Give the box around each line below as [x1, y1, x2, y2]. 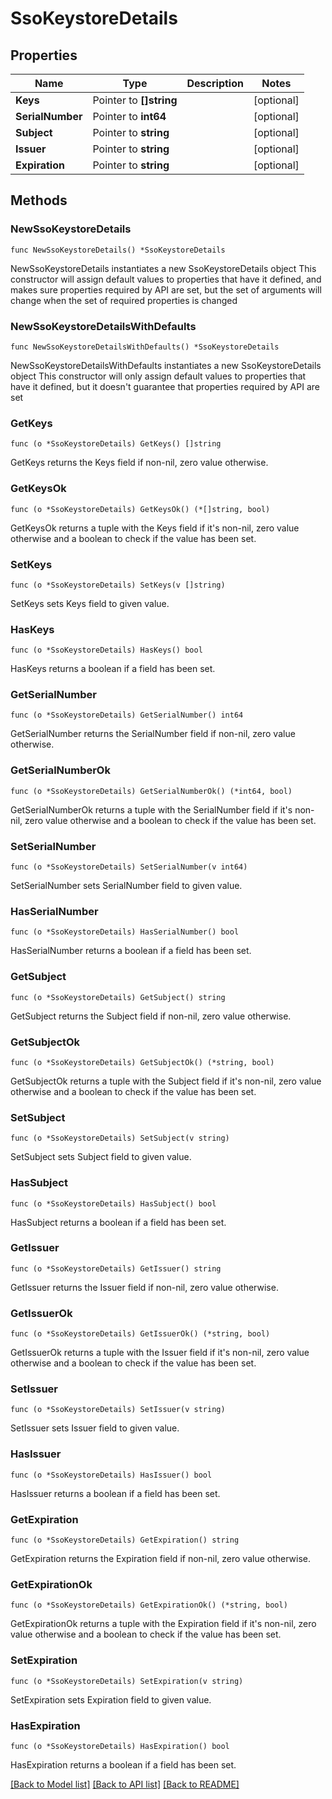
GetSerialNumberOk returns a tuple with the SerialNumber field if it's [10, 803, 293, 816]
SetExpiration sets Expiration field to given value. [10, 1693, 212, 1706]
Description [186, 77, 244, 90]
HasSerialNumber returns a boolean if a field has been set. [10, 945, 252, 957]
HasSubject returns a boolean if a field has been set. [10, 1216, 227, 1228]
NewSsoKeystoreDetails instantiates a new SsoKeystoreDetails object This [10, 262, 317, 274]
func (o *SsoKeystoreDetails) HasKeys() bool [10, 645, 203, 656]
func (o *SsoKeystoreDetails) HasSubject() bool [10, 1198, 217, 1209]
